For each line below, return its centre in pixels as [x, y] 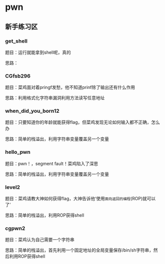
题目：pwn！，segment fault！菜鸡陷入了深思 [52, 163]
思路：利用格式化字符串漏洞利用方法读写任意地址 [55, 98]
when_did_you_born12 [32, 111]
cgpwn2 [15, 228]
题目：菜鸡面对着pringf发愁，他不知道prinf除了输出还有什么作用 [70, 88]
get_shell [16, 41]
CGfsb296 [18, 76]
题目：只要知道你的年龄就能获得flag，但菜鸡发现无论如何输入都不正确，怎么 [83, 122]
